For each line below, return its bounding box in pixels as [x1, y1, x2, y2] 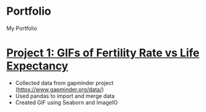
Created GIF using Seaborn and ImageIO [15, 99, 118, 106]
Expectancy [6, 59, 69, 73]
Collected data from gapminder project [15, 79, 114, 86]
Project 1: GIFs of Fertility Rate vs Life [6, 46, 200, 60]
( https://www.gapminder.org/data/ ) [15, 86, 104, 93]
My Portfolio [6, 24, 37, 32]
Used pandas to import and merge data [15, 92, 115, 99]
